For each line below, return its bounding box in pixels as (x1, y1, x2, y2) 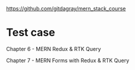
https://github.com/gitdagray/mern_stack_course (6, 5, 126, 12)
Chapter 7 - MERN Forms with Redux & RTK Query (6, 56, 130, 64)
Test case (6, 26, 55, 39)
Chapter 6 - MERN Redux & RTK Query (6, 45, 101, 52)
